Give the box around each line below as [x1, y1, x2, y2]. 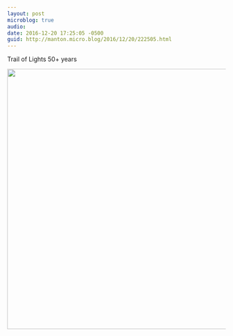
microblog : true [7, 17, 54, 24]
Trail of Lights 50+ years [7, 55, 78, 63]
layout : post [7, 10, 45, 17]
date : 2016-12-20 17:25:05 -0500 [7, 29, 104, 37]
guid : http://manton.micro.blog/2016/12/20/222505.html [7, 36, 172, 43]
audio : [7, 23, 26, 30]
